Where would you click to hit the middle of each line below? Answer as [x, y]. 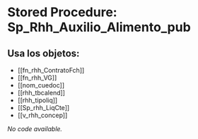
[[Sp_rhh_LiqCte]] [43, 108]
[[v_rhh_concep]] [42, 115]
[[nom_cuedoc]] [41, 85]
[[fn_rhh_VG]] [37, 78]
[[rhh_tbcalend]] [41, 93]
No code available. [35, 129]
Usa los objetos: [43, 53]
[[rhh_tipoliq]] [37, 100]
